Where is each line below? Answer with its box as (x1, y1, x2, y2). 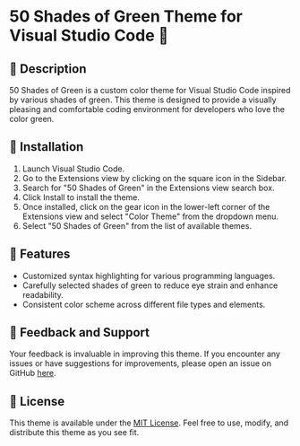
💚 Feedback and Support (9, 325, 150, 340)
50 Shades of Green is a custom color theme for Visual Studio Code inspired (9, 85, 291, 95)
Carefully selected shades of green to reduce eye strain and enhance (21, 280, 279, 291)
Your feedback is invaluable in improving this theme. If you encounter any (9, 348, 280, 360)
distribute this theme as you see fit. (9, 427, 140, 438)
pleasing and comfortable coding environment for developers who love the (9, 104, 285, 114)
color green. (9, 114, 55, 124)
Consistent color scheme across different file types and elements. (21, 299, 266, 310)
